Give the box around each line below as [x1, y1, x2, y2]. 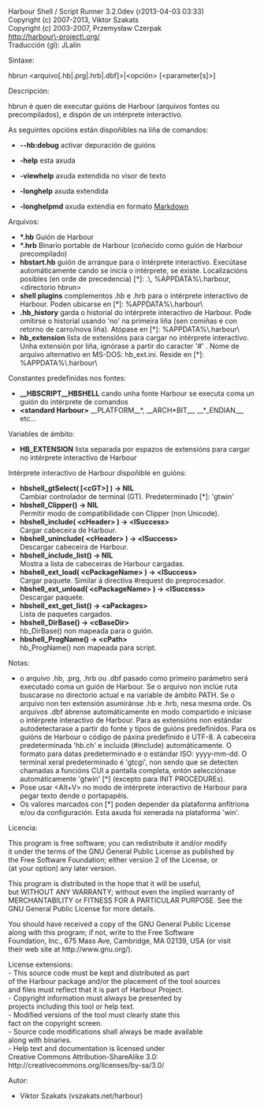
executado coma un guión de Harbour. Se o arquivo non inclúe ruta [19, 682, 238, 691]
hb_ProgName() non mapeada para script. [19, 643, 157, 652]
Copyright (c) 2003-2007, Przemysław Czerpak [8, 24, 162, 32]
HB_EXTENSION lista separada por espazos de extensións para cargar [19, 445, 251, 453]
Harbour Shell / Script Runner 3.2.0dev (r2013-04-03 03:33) [8, 7, 205, 16]
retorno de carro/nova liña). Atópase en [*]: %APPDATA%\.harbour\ [19, 325, 240, 334]
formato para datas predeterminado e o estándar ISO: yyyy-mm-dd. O [19, 749, 247, 758]
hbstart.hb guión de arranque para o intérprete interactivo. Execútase [19, 257, 247, 267]
